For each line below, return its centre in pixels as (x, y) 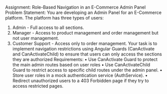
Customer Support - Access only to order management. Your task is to (85, 43)
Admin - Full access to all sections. (48, 27)
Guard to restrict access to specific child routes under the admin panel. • (87, 70)
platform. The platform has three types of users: (54, 18)
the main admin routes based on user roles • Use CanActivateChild (81, 65)
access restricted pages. (38, 86)
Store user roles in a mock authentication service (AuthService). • (80, 75)
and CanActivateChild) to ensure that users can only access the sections (87, 54)
